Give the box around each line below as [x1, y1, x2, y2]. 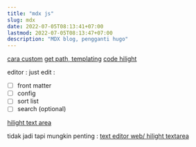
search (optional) [17, 105, 66, 113]
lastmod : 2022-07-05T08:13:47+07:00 [7, 29, 113, 37]
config [17, 89, 36, 97]
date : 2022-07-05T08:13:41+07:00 [7, 23, 104, 30]
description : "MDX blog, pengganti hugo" [7, 36, 129, 43]
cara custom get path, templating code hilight [7, 55, 137, 63]
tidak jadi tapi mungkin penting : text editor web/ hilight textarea [7, 132, 189, 140]
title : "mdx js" [7, 10, 54, 17]
